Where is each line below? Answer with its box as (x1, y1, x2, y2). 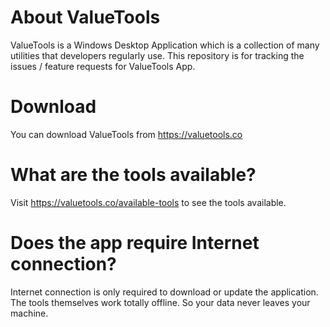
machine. (10, 307, 49, 319)
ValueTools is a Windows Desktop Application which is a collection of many (10, 39, 320, 51)
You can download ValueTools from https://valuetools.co (10, 128, 243, 140)
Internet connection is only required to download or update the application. (10, 286, 319, 298)
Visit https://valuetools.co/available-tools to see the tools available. (10, 196, 287, 208)
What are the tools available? (10, 164, 257, 186)
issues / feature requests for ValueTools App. (10, 60, 196, 72)
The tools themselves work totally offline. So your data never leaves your (10, 296, 311, 308)
